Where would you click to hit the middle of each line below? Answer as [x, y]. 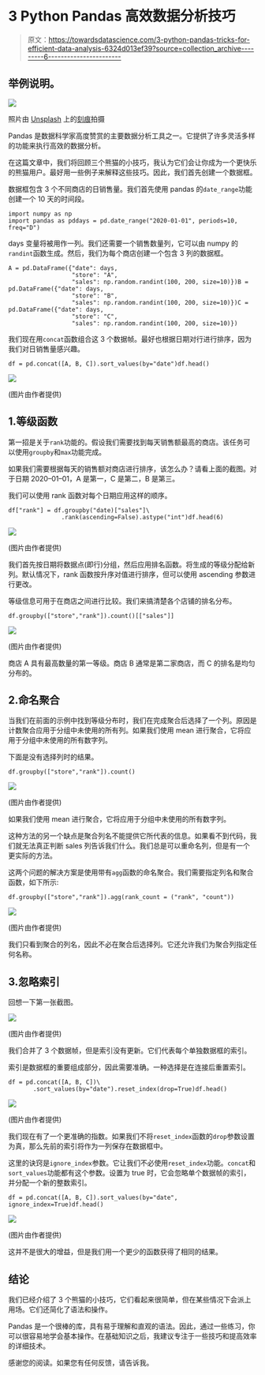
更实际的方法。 [32, 856]
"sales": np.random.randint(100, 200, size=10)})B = [160, 282]
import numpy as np [40, 214]
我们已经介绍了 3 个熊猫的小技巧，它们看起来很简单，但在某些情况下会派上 [130, 1300]
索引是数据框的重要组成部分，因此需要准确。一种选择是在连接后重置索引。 [129, 1067]
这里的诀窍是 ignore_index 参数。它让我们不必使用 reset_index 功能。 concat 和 [132, 1163]
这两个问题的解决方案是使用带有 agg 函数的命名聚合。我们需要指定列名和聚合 [131, 872]
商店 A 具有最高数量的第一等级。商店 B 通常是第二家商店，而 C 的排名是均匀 [132, 663]
